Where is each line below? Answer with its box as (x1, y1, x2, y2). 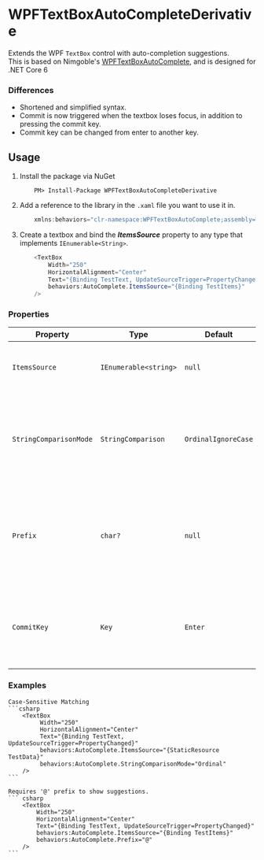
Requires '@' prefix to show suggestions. (8, 788, 149, 795)
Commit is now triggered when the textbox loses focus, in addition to (19, 111, 243, 120)
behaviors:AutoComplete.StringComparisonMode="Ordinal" (39, 760, 226, 768)
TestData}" (8, 753, 44, 761)
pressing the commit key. (19, 120, 101, 129)
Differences (8, 84, 54, 95)
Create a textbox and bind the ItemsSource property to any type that (19, 230, 244, 239)
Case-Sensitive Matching (8, 698, 90, 706)
